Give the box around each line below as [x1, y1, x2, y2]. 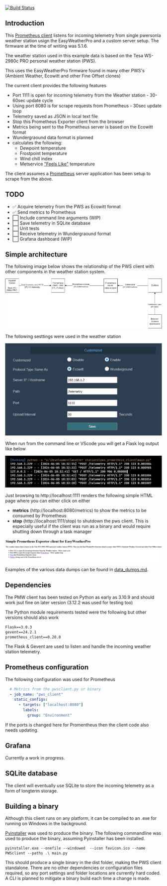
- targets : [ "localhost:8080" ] [18, 702, 83, 707]
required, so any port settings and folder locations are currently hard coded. [5, 870, 161, 876]
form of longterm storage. [5, 787, 58, 794]
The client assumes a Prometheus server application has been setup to [5, 170, 151, 176]
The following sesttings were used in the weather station [5, 333, 121, 339]
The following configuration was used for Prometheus [5, 676, 115, 682]
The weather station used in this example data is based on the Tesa [5, 52, 143, 58]
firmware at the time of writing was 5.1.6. [5, 43, 88, 49]
